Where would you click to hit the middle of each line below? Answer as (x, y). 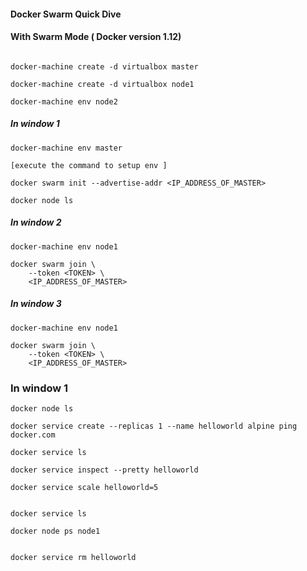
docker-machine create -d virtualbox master (104, 66)
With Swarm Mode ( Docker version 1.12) (96, 37)
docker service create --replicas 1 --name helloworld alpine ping (154, 426)
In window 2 (36, 222)
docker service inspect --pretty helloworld (104, 470)
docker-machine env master (66, 148)
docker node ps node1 (55, 531)
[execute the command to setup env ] (89, 165)
